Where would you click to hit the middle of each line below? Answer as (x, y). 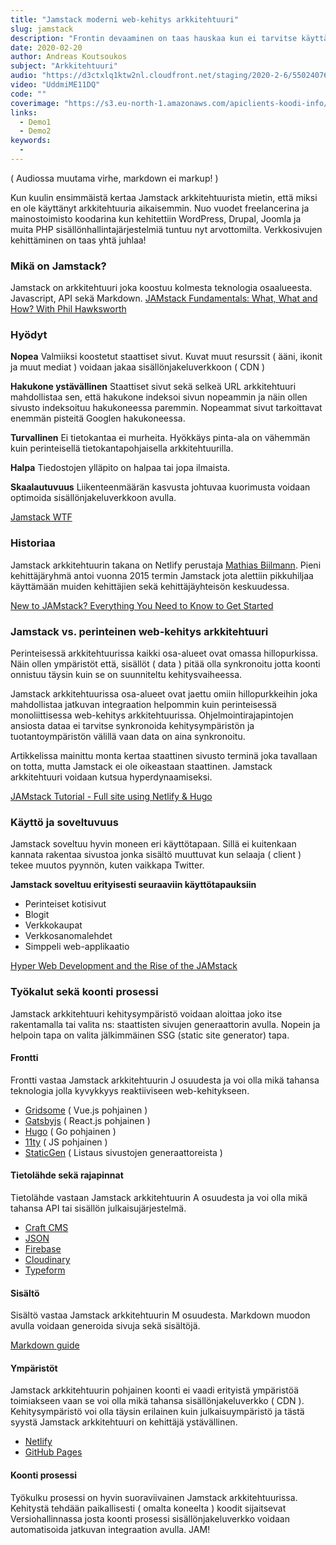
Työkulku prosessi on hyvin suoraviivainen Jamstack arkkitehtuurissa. (154, 1497)
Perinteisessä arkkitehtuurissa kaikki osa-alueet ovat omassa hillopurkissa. (164, 653)
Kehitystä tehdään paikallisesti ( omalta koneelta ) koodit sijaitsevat (148, 1508)
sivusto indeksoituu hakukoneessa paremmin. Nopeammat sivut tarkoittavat (166, 408)
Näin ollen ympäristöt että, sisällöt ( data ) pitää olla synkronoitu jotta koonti (165, 664)
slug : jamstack (42, 29)
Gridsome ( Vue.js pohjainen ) (86, 1110)
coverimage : (35, 103)
